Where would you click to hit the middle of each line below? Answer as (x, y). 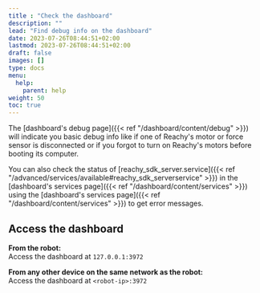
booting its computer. (43, 154)
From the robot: (35, 248)
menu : (17, 75)
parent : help (45, 90)
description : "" (35, 23)
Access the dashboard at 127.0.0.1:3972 (76, 256)
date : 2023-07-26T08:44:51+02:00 (64, 38)
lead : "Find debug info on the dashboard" (80, 31)
